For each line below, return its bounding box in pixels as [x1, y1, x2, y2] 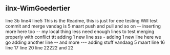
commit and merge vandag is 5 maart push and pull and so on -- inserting [5, 23, 161, 29]
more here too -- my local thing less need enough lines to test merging [5, 28, 155, 35]
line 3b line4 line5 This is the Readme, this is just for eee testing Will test [5, 17, 158, 23]
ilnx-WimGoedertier [5, 4, 71, 13]
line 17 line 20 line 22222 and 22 [5, 44, 74, 50]
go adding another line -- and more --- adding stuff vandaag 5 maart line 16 [5, 39, 165, 45]
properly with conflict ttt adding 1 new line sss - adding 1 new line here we [5, 34, 161, 40]
